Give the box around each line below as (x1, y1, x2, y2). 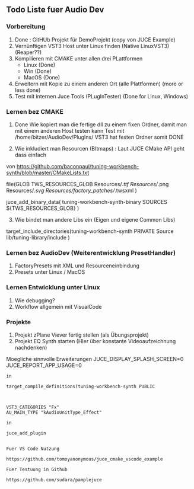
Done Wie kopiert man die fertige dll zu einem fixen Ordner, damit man (14, 121, 187, 128)
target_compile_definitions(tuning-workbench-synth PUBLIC (6, 383, 155, 389)
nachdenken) (14, 344, 47, 351)
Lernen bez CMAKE (6, 107, 64, 116)
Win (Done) (23, 68, 52, 75)
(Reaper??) (14, 49, 42, 56)
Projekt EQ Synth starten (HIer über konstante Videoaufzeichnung (14, 337, 176, 344)
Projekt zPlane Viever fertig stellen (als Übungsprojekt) (14, 331, 150, 338)
